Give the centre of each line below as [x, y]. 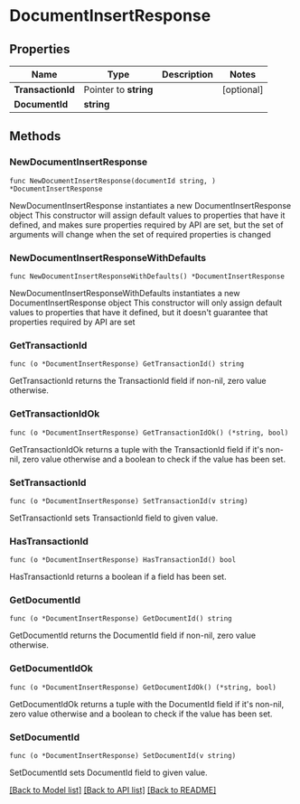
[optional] [243, 89]
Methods [35, 136]
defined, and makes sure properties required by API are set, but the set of [147, 224]
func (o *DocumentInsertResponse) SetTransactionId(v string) [129, 501]
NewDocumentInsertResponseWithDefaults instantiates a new [125, 293]
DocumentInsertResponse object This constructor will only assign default [146, 303]
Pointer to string [118, 89]
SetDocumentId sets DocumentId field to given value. [108, 772]
